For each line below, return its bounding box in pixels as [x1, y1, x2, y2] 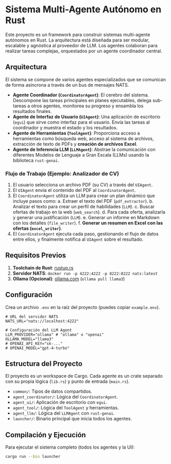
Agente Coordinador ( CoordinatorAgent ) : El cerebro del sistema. [12, 91, 149, 98]
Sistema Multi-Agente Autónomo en [5, 4, 162, 15]
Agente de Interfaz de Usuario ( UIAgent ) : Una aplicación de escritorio [12, 113, 160, 120]
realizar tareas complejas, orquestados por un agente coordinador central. [5, 48, 162, 54]
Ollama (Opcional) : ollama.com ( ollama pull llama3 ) [12, 276, 125, 282]
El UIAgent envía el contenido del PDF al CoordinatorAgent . [12, 187, 136, 194]
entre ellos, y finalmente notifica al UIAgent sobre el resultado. [12, 236, 144, 242]
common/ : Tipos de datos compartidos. [12, 389, 92, 395]
